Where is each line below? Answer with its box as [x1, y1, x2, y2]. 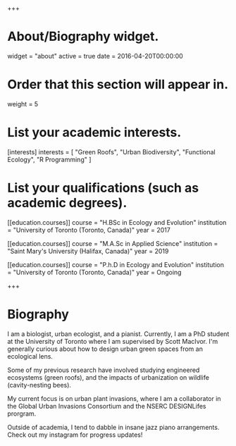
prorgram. [7, 409, 37, 418]
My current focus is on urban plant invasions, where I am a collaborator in [7, 394, 221, 402]
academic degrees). [7, 195, 128, 211]
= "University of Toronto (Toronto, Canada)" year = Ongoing [7, 268, 182, 276]
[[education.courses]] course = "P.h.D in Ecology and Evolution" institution [7, 260, 224, 268]
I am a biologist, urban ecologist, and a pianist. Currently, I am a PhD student [7, 329, 230, 338]
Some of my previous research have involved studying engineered [7, 366, 200, 374]
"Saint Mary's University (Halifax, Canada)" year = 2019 [7, 247, 169, 255]
